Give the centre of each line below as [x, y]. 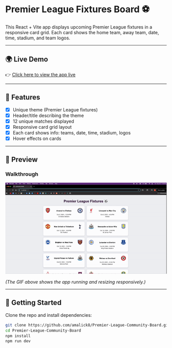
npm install [18, 336]
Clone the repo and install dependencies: [49, 315]
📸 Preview [21, 160]
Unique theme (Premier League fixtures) [55, 109]
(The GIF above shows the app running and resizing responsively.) [76, 282]
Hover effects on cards [37, 138]
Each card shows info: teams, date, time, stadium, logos [72, 132]
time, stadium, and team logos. [38, 38]
